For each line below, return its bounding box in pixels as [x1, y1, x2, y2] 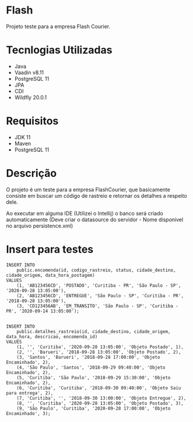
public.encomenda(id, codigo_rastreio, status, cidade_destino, [16, 267, 176, 273]
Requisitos [6, 115, 59, 128]
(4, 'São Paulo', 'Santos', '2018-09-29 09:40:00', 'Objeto [16, 364, 166, 370]
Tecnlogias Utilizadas [6, 43, 113, 57]
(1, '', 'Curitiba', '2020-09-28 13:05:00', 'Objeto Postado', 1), [16, 344, 184, 350]
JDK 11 [14, 133, 31, 140]
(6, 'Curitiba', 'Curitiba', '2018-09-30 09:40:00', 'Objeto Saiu [16, 385, 181, 391]
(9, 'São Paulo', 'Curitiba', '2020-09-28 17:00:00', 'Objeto [16, 405, 171, 411]
